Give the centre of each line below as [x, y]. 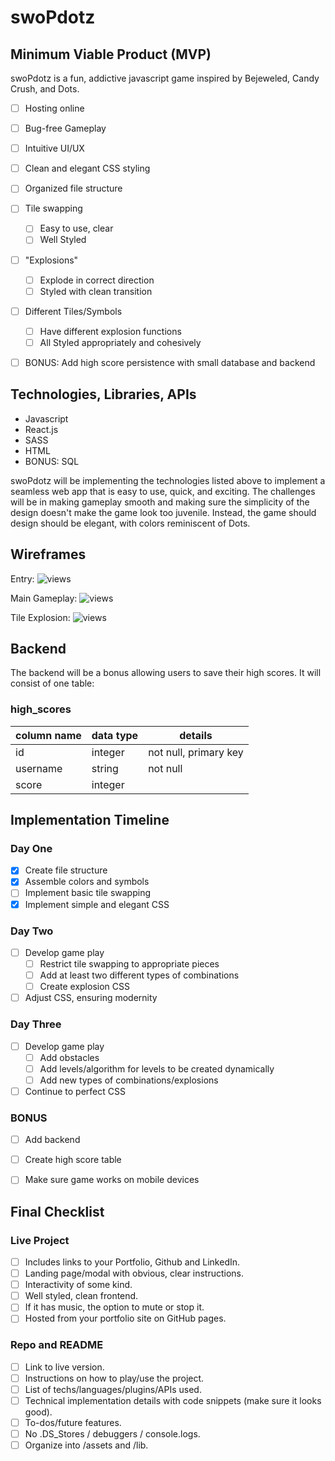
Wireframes [48, 554]
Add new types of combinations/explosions [129, 1080]
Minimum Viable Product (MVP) [111, 54]
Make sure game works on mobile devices [112, 1180]
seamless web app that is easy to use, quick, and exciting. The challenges [163, 491]
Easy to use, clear [76, 228]
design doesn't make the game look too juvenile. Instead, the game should [163, 512]
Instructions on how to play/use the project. [114, 1378]
